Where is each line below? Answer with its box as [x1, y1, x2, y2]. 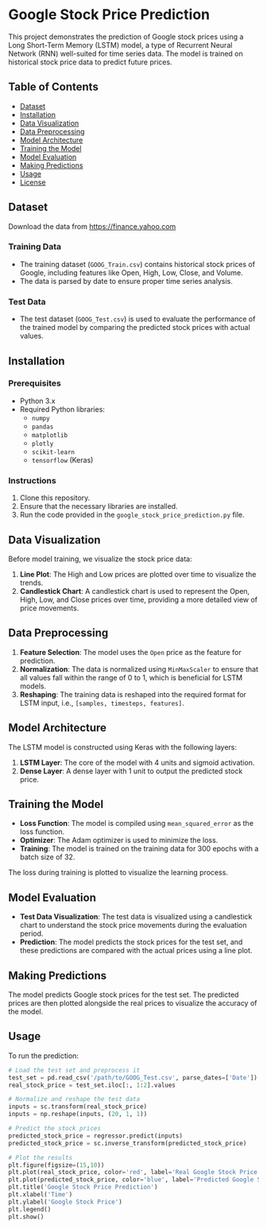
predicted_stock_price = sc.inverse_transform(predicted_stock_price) [8, 1139, 247, 1147]
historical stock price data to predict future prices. [8, 57, 172, 67]
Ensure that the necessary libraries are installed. [19, 502, 178, 511]
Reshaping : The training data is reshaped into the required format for [19, 689, 246, 699]
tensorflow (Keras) [31, 455, 94, 464]
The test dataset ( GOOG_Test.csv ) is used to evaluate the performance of [19, 314, 256, 324]
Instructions [8, 475, 57, 486]
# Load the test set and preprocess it [8, 1066, 141, 1074]
